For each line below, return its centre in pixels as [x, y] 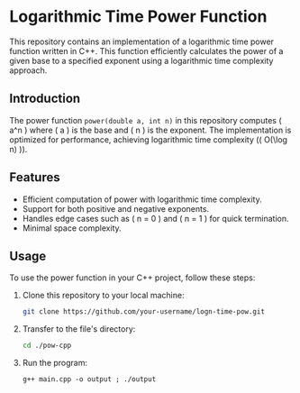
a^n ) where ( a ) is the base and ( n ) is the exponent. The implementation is [150, 130]
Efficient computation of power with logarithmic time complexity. [142, 199]
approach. [28, 70]
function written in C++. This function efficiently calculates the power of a [146, 50]
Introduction [45, 99]
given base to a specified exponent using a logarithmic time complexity [141, 60]
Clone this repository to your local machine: [103, 296]
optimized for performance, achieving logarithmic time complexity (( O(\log [149, 139]
